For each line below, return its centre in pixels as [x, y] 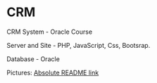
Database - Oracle [33, 59]
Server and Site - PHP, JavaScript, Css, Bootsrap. [78, 45]
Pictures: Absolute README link [53, 72]
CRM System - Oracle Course [50, 32]
